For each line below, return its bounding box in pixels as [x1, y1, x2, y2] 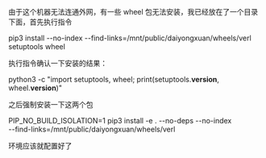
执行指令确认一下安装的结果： [8, 59, 107, 68]
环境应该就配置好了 [8, 141, 73, 151]
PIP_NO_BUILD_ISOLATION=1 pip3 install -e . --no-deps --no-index [8, 116, 232, 125]
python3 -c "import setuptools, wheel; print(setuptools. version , [8, 75, 220, 84]
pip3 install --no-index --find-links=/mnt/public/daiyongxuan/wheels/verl [8, 33, 251, 43]
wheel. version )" [8, 83, 63, 93]
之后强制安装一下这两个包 [8, 100, 94, 109]
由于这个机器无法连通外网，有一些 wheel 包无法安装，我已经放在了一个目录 [8, 7, 259, 16]
